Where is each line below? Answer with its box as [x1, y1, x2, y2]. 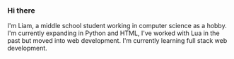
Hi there [7, 6, 35, 15]
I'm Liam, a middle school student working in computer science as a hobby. [7, 22, 228, 30]
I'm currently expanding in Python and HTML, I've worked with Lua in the [7, 29, 221, 37]
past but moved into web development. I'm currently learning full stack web [7, 37, 228, 45]
